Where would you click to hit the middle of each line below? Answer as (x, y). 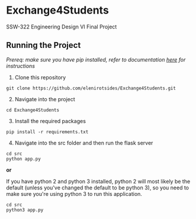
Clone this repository (40, 77)
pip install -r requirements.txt (47, 132)
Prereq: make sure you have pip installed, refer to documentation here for (96, 59)
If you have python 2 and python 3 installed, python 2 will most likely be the (98, 181)
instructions (21, 66)
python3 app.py (25, 210)
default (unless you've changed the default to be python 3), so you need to (98, 188)
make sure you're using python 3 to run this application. (74, 194)
